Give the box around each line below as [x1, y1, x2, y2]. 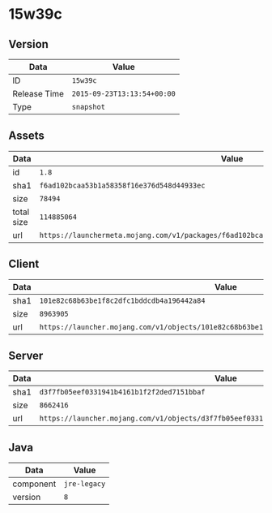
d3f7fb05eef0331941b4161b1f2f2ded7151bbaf [39, 387, 206, 397]
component [12, 478, 57, 489]
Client [8, 257, 40, 271]
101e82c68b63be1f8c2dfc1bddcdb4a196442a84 [39, 295, 206, 305]
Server [8, 349, 44, 363]
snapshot [71, 102, 105, 111]
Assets [8, 129, 45, 143]
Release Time [12, 88, 65, 99]
